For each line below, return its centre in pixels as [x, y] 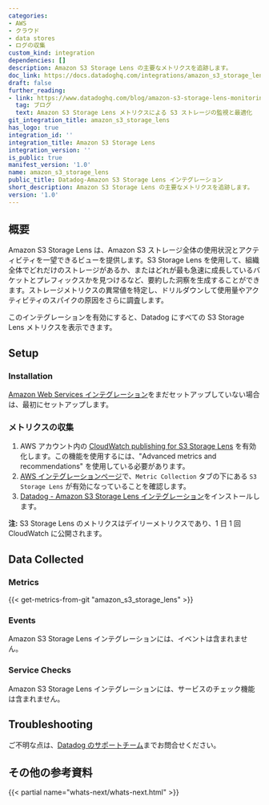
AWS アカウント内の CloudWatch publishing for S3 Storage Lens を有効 [138, 446]
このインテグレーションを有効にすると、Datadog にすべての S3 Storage [126, 317]
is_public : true [35, 157]
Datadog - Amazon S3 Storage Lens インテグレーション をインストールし [140, 496]
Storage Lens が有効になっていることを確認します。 [105, 486]
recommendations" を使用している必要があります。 [104, 466]
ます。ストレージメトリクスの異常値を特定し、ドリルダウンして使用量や [127, 291]
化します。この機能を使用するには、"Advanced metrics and [118, 456]
